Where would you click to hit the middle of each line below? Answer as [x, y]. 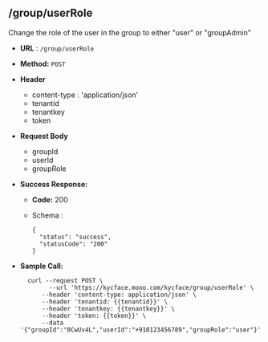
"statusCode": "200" [73, 244]
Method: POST [43, 63]
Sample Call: [41, 266]
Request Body [44, 136]
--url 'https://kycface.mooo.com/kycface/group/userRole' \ [152, 287]
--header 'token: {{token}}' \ [94, 316]
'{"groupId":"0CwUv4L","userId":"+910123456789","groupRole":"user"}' [140, 330]
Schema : [48, 215]
